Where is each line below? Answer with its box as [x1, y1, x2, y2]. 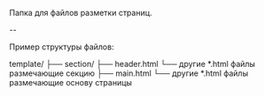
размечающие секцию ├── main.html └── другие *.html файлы [9, 68, 249, 78]
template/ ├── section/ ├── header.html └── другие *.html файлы [9, 59, 255, 69]
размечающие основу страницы [9, 78, 133, 87]
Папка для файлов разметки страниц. [9, 8, 152, 18]
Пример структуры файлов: [9, 41, 114, 52]
